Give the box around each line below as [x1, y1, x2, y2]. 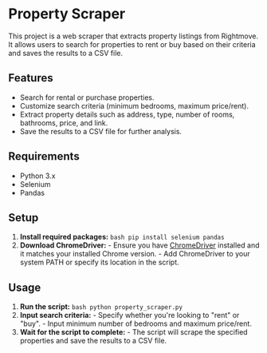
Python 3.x [19, 171, 56, 180]
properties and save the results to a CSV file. [19, 336, 167, 346]
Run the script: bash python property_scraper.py [19, 302, 183, 311]
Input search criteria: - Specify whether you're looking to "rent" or [19, 311, 240, 320]
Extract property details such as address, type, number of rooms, [19, 109, 235, 119]
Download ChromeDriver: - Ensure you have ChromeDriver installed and [19, 240, 260, 250]
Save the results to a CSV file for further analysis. [19, 126, 182, 136]
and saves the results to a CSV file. [8, 48, 124, 58]
